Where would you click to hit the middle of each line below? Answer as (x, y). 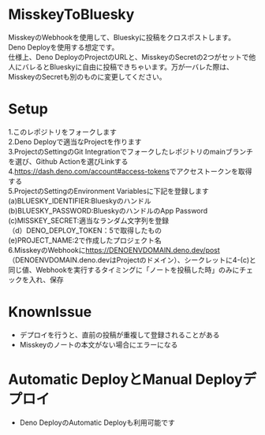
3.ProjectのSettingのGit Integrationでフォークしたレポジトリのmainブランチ (131, 151)
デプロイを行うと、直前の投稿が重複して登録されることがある (119, 335)
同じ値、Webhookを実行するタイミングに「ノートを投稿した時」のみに (124, 270)
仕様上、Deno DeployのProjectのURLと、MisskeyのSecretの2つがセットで (129, 57)
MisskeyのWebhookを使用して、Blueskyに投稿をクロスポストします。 (121, 37)
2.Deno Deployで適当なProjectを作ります (75, 141)
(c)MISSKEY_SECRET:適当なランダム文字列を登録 (89, 220)
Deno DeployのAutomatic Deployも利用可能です (97, 422)
